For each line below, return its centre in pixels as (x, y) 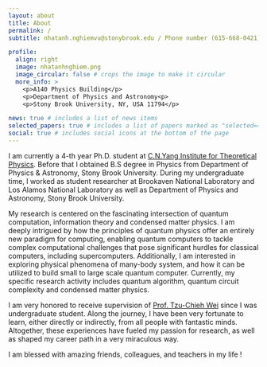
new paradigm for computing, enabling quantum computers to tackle (121, 239)
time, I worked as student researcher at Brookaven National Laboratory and (132, 181)
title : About (30, 23)
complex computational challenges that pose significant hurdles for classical (133, 247)
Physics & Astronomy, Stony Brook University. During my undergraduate (126, 173)
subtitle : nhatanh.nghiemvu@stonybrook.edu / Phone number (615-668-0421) (135, 38)
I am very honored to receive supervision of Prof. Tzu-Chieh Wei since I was (133, 305)
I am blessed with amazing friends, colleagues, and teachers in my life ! (125, 354)
